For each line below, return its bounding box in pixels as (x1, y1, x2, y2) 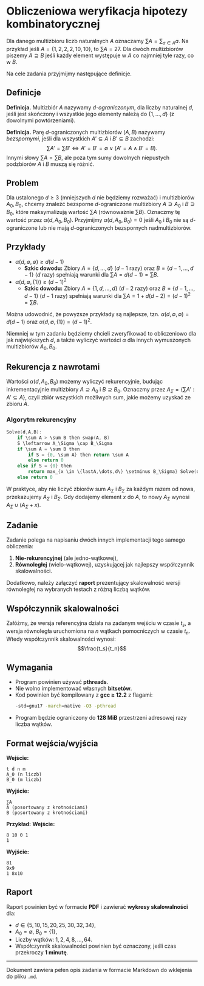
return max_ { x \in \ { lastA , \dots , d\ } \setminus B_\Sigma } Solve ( (28, 469, 197, 475)
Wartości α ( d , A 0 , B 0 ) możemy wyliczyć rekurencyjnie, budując (6, 378, 163, 387)
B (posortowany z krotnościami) (6, 810, 88, 816)
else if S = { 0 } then (17, 463, 72, 469)
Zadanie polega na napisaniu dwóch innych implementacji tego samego (6, 536, 185, 543)
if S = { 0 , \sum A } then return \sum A (28, 452, 129, 458)
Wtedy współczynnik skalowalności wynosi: (6, 635, 117, 643)
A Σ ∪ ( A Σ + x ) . (6, 501, 41, 510)
